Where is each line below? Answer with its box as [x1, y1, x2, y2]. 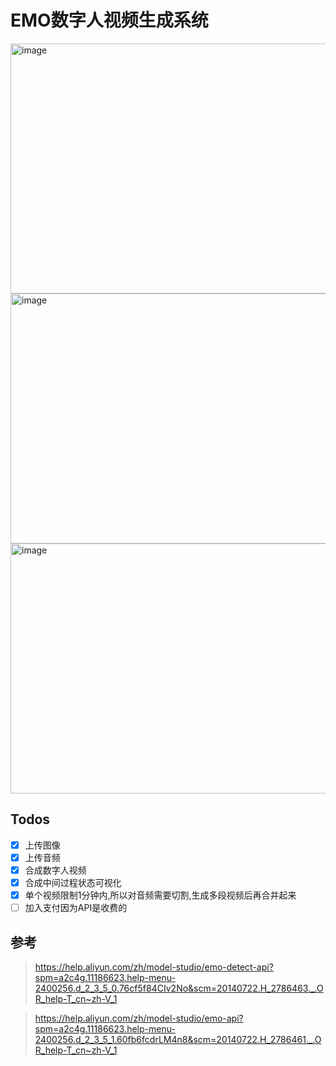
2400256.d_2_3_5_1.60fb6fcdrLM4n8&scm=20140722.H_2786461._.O [34, 1033, 322, 1045]
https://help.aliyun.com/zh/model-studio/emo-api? [34, 1012, 244, 1024]
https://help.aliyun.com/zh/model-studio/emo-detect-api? [34, 961, 274, 973]
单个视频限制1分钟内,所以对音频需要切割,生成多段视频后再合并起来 [24, 889, 297, 901]
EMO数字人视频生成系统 [10, 9, 209, 32]
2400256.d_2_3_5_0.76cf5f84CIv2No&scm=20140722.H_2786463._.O [34, 982, 324, 994]
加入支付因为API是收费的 [24, 902, 128, 914]
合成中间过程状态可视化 [24, 876, 122, 888]
